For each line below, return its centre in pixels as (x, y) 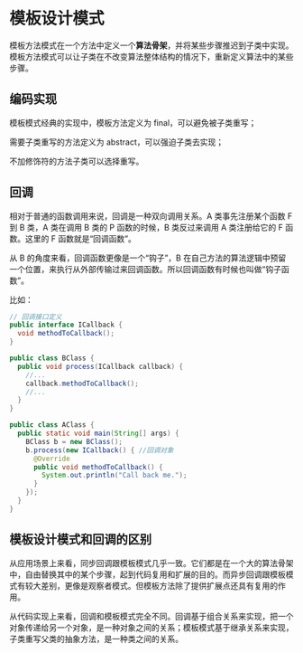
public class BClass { (52, 358)
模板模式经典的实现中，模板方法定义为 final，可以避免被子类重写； (133, 122)
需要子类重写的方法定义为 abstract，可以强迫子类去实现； (117, 142)
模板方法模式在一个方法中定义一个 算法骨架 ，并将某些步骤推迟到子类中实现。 (151, 45)
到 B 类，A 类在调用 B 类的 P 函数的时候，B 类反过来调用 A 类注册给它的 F (147, 227)
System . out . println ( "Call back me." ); (115, 476)
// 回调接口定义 (36, 317)
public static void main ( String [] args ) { (98, 434)
